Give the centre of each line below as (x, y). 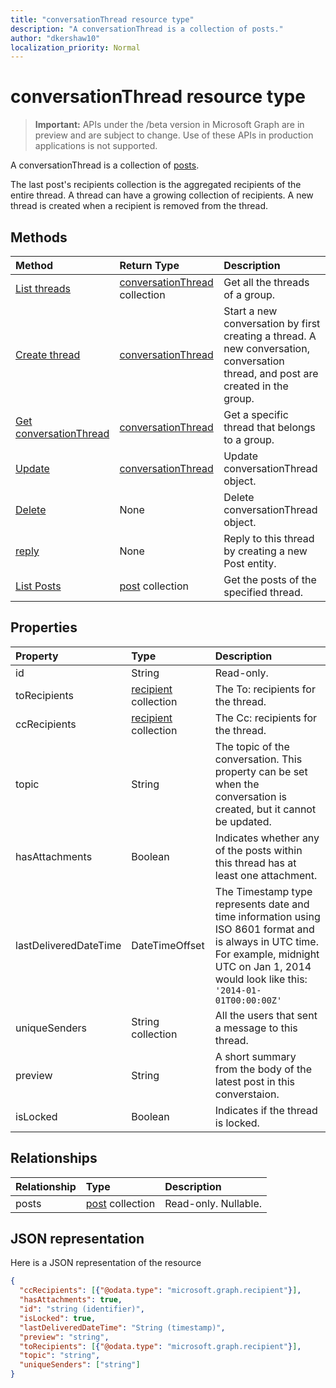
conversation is (250, 796)
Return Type (149, 265)
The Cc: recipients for (266, 718)
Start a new (250, 311)
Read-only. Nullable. (213, 1203)
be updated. (243, 821)
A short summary (255, 1056)
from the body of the (263, 1069)
